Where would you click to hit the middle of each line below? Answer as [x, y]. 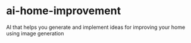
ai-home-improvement [63, 11]
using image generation [35, 33]
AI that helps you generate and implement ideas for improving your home [96, 27]
